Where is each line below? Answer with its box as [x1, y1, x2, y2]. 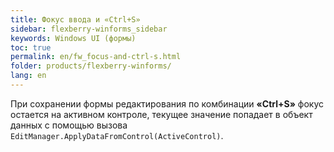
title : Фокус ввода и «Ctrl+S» [10, 14, 141, 25]
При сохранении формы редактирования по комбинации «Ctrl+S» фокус [10, 97, 325, 110]
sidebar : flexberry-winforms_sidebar [10, 24, 168, 34]
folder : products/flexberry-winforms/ [10, 61, 172, 71]
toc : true [10, 42, 52, 53]
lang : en [10, 71, 47, 81]
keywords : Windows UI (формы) [10, 33, 137, 43]
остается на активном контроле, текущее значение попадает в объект [10, 108, 313, 120]
